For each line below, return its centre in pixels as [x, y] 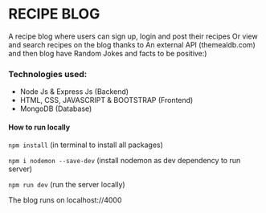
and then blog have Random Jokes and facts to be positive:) [108, 53]
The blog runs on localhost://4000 [65, 200]
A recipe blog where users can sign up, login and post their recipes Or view [133, 36]
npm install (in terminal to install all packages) [86, 145]
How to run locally [39, 127]
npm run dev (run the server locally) [67, 185]
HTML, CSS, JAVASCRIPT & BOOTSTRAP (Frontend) [106, 100]
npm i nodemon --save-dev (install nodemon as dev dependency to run [125, 161]
